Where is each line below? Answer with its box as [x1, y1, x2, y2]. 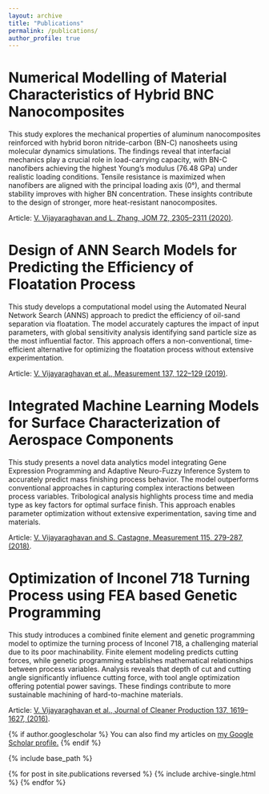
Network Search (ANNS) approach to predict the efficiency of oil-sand [8, 311, 241, 320]
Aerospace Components [8, 431, 175, 450]
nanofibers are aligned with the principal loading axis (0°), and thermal [8, 181, 242, 190]
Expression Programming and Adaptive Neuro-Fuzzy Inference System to [8, 466, 251, 476]
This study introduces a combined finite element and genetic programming [8, 630, 255, 639]
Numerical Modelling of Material [8, 69, 227, 87]
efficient [8, 344, 36, 354]
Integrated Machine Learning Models [8, 397, 259, 415]
